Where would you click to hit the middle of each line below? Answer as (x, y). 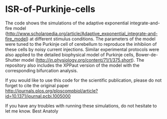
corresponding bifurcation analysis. (42, 70)
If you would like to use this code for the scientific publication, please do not (83, 80)
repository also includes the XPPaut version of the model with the (72, 65)
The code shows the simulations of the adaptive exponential (67, 23)
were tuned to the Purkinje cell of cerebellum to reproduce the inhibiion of (81, 44)
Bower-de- (147, 55)
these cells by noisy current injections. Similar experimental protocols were (82, 49)
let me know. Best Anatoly (32, 111)
